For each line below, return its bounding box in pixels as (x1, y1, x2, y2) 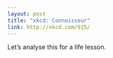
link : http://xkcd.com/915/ (7, 23, 91, 30)
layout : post (7, 10, 46, 18)
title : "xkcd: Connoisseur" (7, 17, 91, 24)
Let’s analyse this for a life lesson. (7, 43, 107, 52)
